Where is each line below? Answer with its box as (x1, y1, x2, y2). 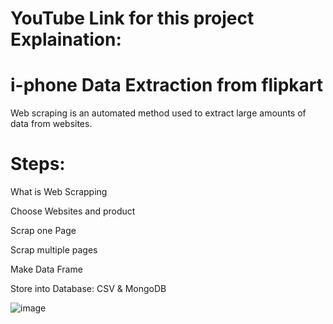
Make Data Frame (10, 263, 83, 276)
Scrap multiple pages (10, 244, 98, 256)
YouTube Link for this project (10, 7, 255, 30)
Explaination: (10, 28, 122, 51)
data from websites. (10, 118, 93, 130)
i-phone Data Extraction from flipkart (10, 74, 324, 97)
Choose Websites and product (10, 205, 136, 217)
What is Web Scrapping (10, 186, 108, 198)
